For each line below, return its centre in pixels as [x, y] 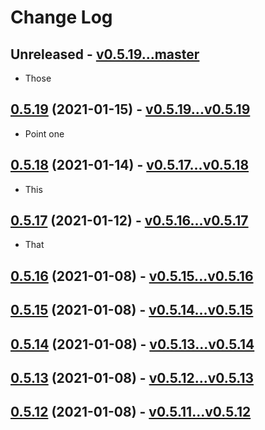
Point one [44, 133]
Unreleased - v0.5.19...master [105, 54]
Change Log [61, 17]
